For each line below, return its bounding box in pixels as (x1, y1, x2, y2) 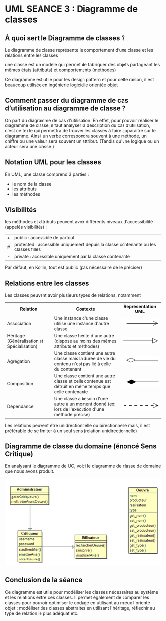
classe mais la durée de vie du (54, 356, 116, 362)
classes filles (14, 247, 41, 252)
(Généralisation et (7, 338, 43, 344)
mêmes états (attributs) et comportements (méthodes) (5, 67, 116, 73)
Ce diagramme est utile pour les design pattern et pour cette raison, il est (5, 77, 154, 82)
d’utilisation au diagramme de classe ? (5, 104, 126, 113)
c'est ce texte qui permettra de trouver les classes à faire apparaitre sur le (5, 127, 156, 133)
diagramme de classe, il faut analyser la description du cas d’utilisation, (5, 123, 151, 128)
